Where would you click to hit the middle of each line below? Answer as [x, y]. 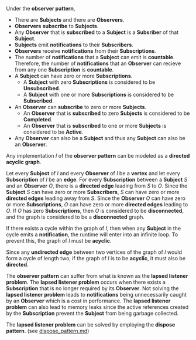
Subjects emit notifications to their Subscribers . [74, 45]
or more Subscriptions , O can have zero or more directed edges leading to [97, 204]
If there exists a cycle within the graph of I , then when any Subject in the [94, 228]
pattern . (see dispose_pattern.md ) [48, 331]
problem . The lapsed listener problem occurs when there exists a [86, 282]
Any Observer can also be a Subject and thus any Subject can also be [100, 138]
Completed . [38, 119]
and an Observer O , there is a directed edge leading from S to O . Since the [97, 186]
